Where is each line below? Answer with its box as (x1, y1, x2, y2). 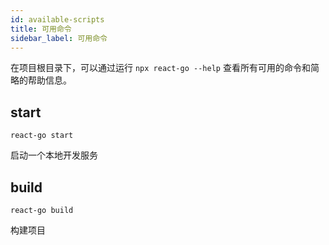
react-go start (10, 131, 74, 141)
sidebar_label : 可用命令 (10, 33, 108, 43)
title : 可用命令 (10, 24, 72, 34)
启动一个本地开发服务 (10, 149, 98, 161)
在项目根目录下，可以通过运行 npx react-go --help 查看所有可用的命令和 (10, 62, 311, 74)
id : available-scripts (10, 14, 105, 25)
